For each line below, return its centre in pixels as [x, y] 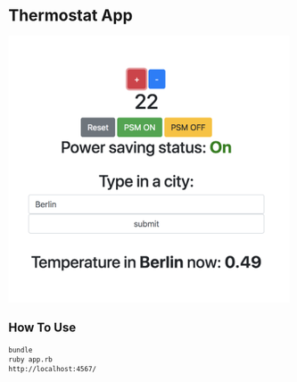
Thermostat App [70, 16]
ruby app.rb [30, 359]
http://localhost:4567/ [53, 369]
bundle [21, 350]
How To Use [42, 328]
